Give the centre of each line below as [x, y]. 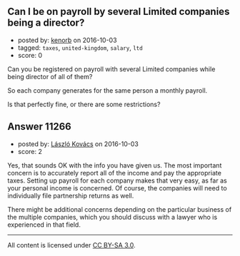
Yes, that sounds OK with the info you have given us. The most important [115, 165]
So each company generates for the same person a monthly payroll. [107, 90]
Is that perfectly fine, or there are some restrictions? [84, 104]
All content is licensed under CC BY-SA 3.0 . [71, 245]
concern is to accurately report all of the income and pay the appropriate [114, 173]
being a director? [46, 23]
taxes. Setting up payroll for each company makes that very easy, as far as [117, 180]
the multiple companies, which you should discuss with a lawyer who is [112, 217]
